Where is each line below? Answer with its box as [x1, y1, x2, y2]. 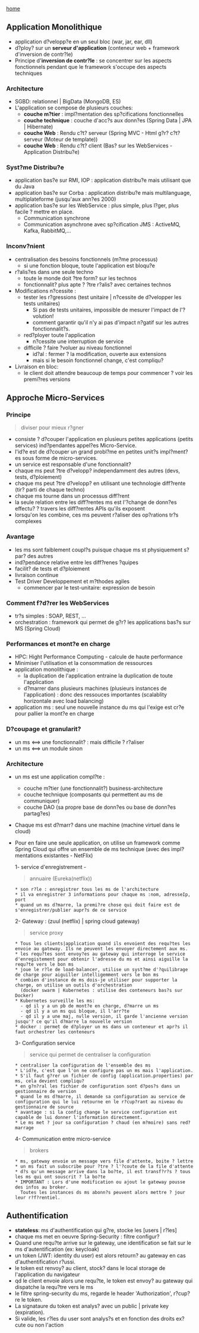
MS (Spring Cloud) [14, 625, 61, 632]
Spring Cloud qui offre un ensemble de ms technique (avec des [14, 845, 170, 852]
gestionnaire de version [14, 1088, 77, 1094]
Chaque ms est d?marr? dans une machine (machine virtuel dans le [14, 821, 180, 828]
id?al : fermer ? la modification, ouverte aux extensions [32, 350, 167, 357]
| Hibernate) [23, 123, 53, 130]
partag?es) [23, 809, 50, 817]
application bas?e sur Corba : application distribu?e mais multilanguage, [14, 190, 192, 197]
